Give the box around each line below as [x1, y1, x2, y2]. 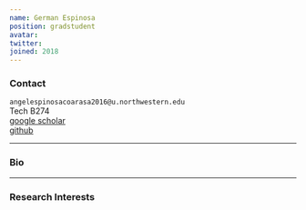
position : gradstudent [9, 22, 96, 31]
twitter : [9, 38, 43, 48]
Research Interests [9, 190, 96, 203]
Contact [9, 77, 46, 90]
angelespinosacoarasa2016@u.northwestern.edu [9, 97, 185, 107]
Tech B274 [9, 105, 50, 116]
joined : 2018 [9, 47, 59, 56]
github [9, 125, 34, 136]
